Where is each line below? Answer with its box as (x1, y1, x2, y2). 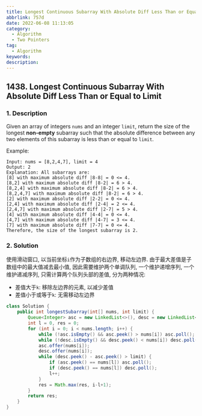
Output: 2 (6, 164, 31, 171)
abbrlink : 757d (6, 14, 44, 20)
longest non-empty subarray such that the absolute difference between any (6, 129, 195, 136)
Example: (6, 147, 29, 154)
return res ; (28, 393, 58, 399)
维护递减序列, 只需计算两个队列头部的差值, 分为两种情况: (6, 271, 145, 278)
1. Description (6, 109, 47, 118)
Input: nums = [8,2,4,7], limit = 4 (6, 159, 98, 165)
